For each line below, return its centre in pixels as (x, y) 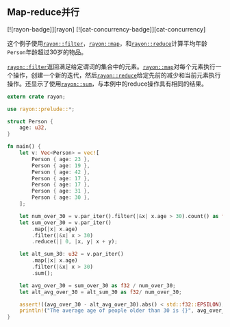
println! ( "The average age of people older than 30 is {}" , (107, 311)
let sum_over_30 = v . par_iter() (65, 222)
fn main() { (24, 147)
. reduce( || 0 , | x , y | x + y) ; (75, 242)
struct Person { (30, 121)
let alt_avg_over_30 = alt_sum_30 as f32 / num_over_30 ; (101, 292)
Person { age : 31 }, (61, 191)
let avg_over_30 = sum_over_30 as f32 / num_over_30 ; (98, 286)
